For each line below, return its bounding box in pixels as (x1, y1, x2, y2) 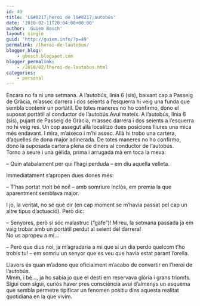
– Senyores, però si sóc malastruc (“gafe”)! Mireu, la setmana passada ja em (6, 219, 194, 227)
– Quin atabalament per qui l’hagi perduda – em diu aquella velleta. (6, 160, 170, 168)
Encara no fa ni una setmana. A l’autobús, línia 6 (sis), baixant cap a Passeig (6, 92, 193, 99)
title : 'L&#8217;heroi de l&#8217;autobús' (6, 14, 116, 20)
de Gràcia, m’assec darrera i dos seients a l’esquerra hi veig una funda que (6, 98, 190, 105)
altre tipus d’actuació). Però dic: (6, 208, 85, 215)
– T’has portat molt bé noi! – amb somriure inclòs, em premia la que (6, 183, 172, 191)
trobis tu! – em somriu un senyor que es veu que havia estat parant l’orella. (6, 250, 189, 257)
